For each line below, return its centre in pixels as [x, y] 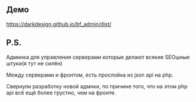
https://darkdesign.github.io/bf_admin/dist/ [59, 24]
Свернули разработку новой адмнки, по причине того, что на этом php [97, 86]
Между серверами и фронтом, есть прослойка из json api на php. [90, 75]
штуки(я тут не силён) [34, 63]
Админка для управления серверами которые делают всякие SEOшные [98, 57]
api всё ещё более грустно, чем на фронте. [61, 93]
